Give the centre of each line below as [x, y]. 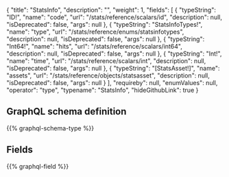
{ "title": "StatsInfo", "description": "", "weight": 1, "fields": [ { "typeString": [111, 10]
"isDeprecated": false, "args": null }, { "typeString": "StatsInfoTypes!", [105, 24]
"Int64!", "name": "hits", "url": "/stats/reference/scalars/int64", [95, 46]
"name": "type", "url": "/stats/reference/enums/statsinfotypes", [95, 32]
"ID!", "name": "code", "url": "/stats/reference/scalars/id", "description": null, [114, 17]
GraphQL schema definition [67, 111]
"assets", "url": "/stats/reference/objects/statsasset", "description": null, [108, 75]
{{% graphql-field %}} [38, 166]
